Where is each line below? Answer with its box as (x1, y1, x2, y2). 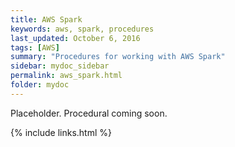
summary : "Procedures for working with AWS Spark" (10, 52, 226, 62)
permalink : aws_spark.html (10, 71, 123, 81)
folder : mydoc (10, 80, 70, 90)
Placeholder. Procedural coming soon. (10, 107, 168, 119)
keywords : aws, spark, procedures (10, 24, 155, 34)
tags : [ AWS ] (10, 42, 60, 53)
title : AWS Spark (10, 14, 83, 25)
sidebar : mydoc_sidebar (10, 61, 110, 71)
